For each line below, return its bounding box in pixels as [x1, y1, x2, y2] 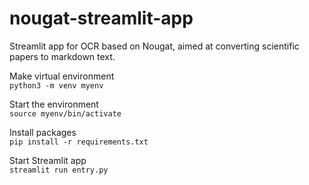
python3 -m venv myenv [9, 80, 104, 91]
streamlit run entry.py [9, 165, 109, 175]
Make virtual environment [9, 70, 115, 82]
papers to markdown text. [9, 50, 116, 62]
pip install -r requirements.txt [9, 137, 149, 147]
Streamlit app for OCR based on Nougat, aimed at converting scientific [9, 40, 300, 52]
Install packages [9, 126, 77, 138]
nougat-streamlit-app [9, 7, 194, 30]
